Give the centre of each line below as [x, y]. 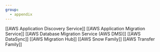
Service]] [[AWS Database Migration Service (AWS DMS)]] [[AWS [73, 34]
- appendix [21, 14]
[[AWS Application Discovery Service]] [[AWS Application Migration [75, 28]
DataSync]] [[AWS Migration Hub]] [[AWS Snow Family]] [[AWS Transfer [80, 39]
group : [12, 10]
